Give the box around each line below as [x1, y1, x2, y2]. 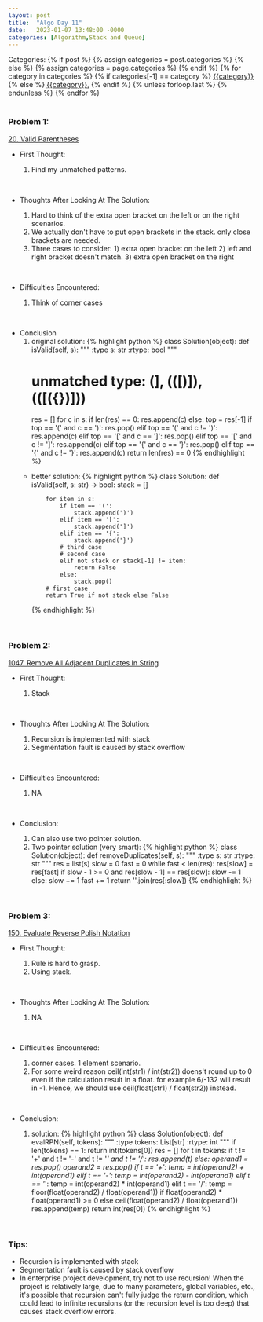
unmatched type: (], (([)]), [31, 372, 203, 390]
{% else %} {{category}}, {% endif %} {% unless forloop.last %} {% [8, 80, 228, 90]
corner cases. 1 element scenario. [31, 1058, 141, 1068]
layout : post [8, 11, 51, 20]
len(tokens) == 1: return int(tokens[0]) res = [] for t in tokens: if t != [31, 1146, 246, 1155]
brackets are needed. [31, 235, 100, 244]
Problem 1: [8, 116, 49, 127]
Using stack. [31, 967, 72, 976]
